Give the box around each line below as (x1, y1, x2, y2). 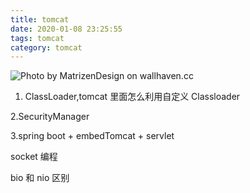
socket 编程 (10, 151, 58, 163)
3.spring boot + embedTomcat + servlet (10, 130, 175, 142)
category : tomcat (10, 42, 83, 53)
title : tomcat (10, 14, 70, 25)
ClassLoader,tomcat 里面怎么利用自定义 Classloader (24, 91, 241, 103)
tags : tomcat (10, 33, 65, 43)
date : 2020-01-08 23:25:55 (10, 24, 123, 34)
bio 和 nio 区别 (10, 172, 70, 184)
